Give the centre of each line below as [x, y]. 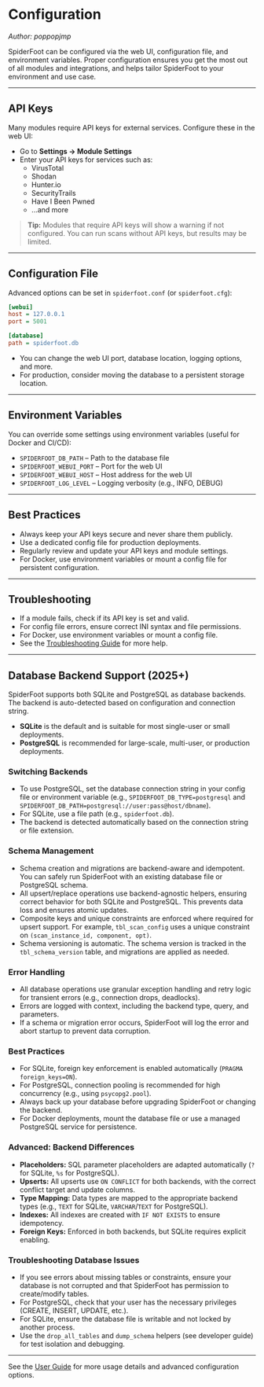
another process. [47, 1327]
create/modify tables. [54, 1293]
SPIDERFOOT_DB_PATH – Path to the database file [94, 458]
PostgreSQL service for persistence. [78, 1127]
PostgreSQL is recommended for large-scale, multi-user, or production [134, 743]
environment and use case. [52, 76]
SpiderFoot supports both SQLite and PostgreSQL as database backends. [127, 694]
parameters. [39, 1014]
